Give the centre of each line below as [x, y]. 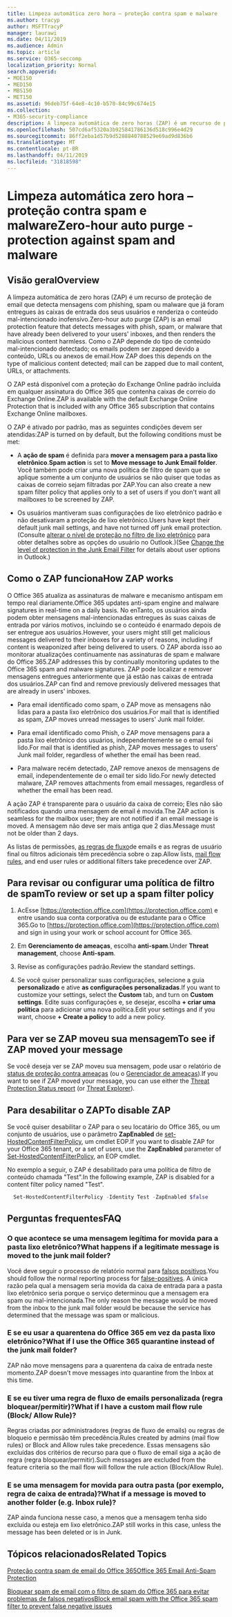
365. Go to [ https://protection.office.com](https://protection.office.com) [118, 925]
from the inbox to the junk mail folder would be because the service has [109, 1307]
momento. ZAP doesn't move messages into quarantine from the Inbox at [110, 1372]
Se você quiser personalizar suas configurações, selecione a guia [111, 980]
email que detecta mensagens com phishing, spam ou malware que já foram [116, 304]
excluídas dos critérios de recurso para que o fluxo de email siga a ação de [114, 1453]
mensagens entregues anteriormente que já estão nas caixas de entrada [110, 676]
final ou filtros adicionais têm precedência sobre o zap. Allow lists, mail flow [114, 854]
